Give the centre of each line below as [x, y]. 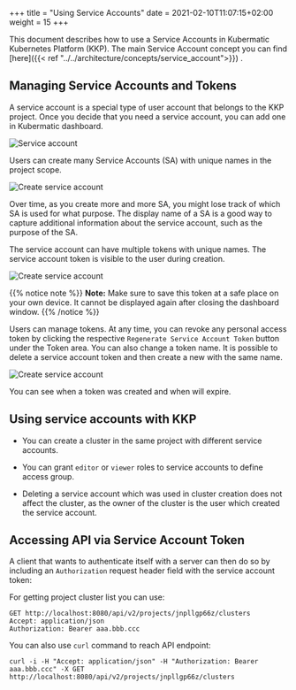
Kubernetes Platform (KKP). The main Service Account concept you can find [148, 49]
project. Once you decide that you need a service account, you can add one [148, 116]
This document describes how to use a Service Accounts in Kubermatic [140, 39]
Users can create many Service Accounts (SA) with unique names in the [140, 160]
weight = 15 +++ [39, 22]
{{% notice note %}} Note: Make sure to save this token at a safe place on [144, 293]
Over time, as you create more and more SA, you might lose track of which [145, 203]
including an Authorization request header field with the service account [142, 571]
